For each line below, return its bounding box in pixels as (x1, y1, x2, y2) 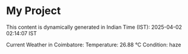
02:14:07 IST (6, 29, 37, 36)
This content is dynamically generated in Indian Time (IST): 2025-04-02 (6, 23, 182, 31)
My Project (6, 4, 61, 18)
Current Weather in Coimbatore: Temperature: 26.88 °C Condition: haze (6, 41, 181, 48)
